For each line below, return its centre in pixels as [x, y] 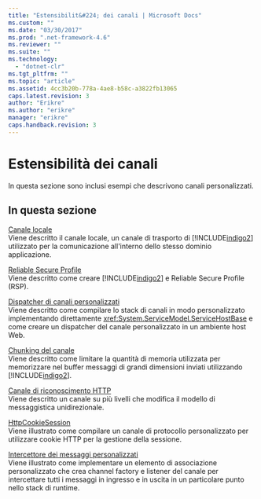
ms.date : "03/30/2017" [45, 30]
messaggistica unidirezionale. [56, 407]
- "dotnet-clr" [40, 67]
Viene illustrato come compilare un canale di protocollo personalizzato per [129, 431]
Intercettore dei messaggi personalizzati [74, 454]
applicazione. [30, 254]
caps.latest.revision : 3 [49, 96]
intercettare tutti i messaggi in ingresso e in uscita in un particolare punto [127, 479]
